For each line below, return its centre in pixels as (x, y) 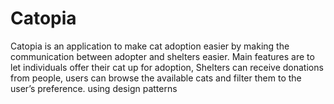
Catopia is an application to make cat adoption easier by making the (150, 46)
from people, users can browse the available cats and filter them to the (156, 78)
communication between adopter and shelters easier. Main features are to (162, 56)
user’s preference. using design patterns (94, 88)
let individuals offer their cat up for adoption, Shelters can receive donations (167, 67)
